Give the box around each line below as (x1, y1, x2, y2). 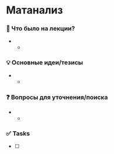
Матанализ (6, 4, 63, 17)
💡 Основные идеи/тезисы (6, 59, 84, 67)
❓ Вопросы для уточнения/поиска (6, 93, 108, 101)
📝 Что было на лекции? (6, 25, 75, 33)
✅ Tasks (6, 129, 30, 138)
